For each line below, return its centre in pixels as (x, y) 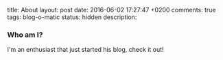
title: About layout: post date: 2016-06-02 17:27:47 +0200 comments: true (111, 10)
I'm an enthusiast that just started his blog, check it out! (85, 50)
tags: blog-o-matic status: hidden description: (72, 17)
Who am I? (25, 35)
